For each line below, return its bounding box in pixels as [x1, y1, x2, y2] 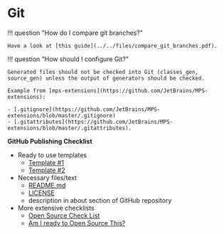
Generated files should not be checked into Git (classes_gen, [7, 68, 199, 75]
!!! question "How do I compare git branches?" [7, 28, 144, 37]
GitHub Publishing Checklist [7, 137, 92, 145]
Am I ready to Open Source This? [28, 218, 126, 227]
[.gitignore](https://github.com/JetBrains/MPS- [14, 105, 161, 113]
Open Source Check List [28, 211, 100, 220]
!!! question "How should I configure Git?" [7, 55, 129, 63]
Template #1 [28, 158, 64, 166]
